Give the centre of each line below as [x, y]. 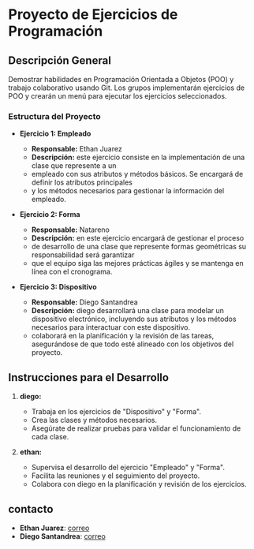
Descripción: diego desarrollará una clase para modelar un [128, 311]
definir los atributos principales [82, 182]
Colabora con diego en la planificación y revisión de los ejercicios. [139, 484]
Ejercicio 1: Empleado [55, 134]
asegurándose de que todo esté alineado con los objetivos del [133, 344]
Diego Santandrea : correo [63, 536]
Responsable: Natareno [71, 230]
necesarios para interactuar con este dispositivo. [111, 327]
